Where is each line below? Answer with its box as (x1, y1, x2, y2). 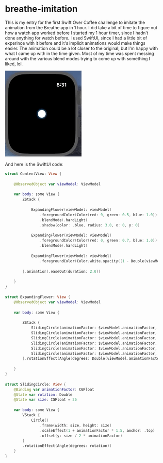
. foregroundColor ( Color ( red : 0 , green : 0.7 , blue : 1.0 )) (39, 238, 158, 243)
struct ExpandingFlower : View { (5, 295, 70, 299)
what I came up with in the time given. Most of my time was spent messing (5, 50, 154, 56)
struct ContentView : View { (5, 171, 62, 176)
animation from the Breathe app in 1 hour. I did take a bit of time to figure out (5, 24, 158, 30)
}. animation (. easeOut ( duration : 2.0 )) (22, 269, 101, 274)
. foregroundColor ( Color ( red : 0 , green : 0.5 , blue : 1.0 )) (39, 212, 158, 217)
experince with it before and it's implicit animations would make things (5, 40, 146, 46)
